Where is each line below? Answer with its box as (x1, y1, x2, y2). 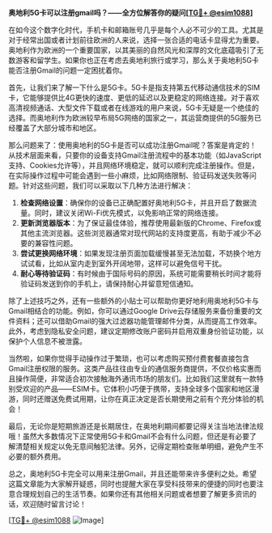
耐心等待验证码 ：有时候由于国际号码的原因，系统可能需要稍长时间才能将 (19, 269, 261, 278)
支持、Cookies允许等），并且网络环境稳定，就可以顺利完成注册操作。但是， (8, 161, 259, 170)
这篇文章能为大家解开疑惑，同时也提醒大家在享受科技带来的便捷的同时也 (8, 479, 249, 489)
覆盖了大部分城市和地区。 (15, 123, 101, 133)
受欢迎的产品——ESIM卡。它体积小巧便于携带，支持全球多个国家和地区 (15, 384, 253, 393)
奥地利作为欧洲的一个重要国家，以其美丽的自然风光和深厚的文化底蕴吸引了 (8, 45, 257, 55)
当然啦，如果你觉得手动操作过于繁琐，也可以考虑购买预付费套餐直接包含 (8, 353, 249, 363)
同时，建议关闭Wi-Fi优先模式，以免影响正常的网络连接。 (34, 208, 223, 218)
